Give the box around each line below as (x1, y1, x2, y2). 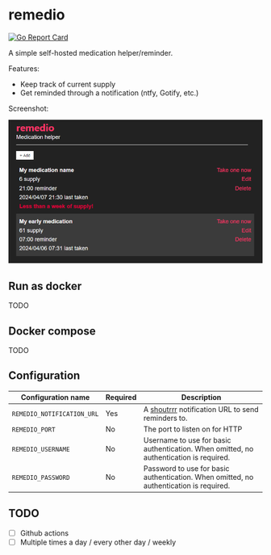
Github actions (19, 528, 69, 538)
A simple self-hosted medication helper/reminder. (8, 48, 173, 57)
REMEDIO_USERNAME (11, 446, 70, 454)
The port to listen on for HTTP (144, 424, 243, 434)
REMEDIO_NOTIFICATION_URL (11, 410, 99, 418)
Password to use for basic (144, 464, 230, 473)
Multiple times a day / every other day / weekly (19, 537, 176, 547)
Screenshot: (8, 103, 49, 113)
